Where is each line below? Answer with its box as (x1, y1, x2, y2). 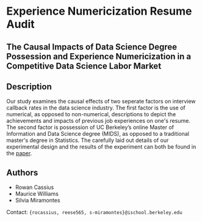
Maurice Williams (15, 190, 59, 198)
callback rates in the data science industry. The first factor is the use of (6, 104, 186, 111)
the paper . (6, 150, 32, 157)
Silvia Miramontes (15, 197, 60, 204)
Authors (6, 167, 38, 178)
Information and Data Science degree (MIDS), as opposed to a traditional (6, 130, 189, 138)
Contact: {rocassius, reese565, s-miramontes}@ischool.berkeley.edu (6, 209, 182, 216)
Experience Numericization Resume (6, 4, 192, 18)
